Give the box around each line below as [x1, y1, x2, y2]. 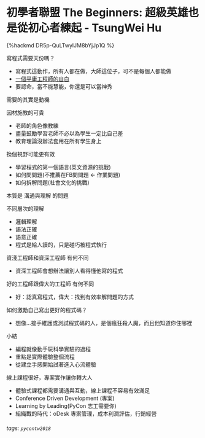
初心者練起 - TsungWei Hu [28, 21, 162, 35]
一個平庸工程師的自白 [15, 75, 69, 82]
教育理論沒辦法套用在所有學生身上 [15, 137, 102, 144]
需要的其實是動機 [6, 96, 50, 103]
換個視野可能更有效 [6, 150, 55, 157]
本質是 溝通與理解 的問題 [6, 192, 69, 199]
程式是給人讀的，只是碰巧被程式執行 [15, 241, 107, 248]
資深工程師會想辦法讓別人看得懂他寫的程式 [15, 267, 123, 274]
